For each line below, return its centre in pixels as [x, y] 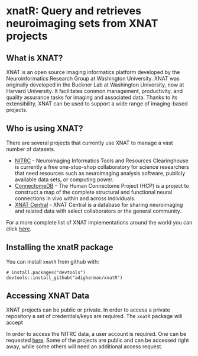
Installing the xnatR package [60, 247]
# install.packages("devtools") [46, 272]
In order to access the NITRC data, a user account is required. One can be [96, 334]
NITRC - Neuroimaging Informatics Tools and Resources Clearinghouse [102, 161]
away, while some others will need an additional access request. [84, 347]
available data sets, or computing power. [64, 179]
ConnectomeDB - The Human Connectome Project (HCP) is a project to [102, 185]
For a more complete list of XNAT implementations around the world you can [99, 222]
